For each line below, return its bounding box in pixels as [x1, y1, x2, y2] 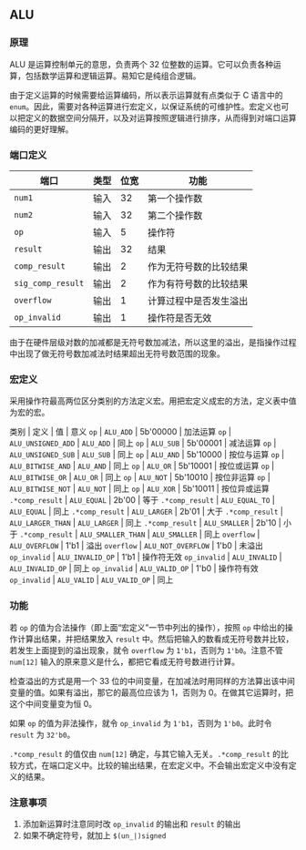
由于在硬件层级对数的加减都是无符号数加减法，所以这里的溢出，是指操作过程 [9, 336, 297, 347]
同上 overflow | [203, 528, 260, 540]
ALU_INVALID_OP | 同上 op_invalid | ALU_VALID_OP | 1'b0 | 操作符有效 [9, 563, 260, 574]
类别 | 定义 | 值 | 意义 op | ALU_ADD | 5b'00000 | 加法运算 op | [9, 426, 232, 437]
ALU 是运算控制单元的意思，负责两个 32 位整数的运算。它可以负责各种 [9, 58, 273, 69]
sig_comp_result [14, 278, 85, 288]
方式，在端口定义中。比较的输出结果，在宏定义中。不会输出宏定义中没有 [16, 760, 289, 771]
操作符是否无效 [147, 312, 212, 324]
